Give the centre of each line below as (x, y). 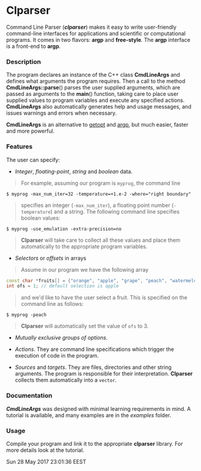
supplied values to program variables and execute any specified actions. (95, 100)
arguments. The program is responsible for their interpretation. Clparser (104, 374)
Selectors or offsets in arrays (51, 258)
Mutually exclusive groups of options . (61, 338)
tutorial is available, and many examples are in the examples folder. (89, 415)
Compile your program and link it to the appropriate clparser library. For (95, 443)
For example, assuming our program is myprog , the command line (100, 183)
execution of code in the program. (57, 356)
